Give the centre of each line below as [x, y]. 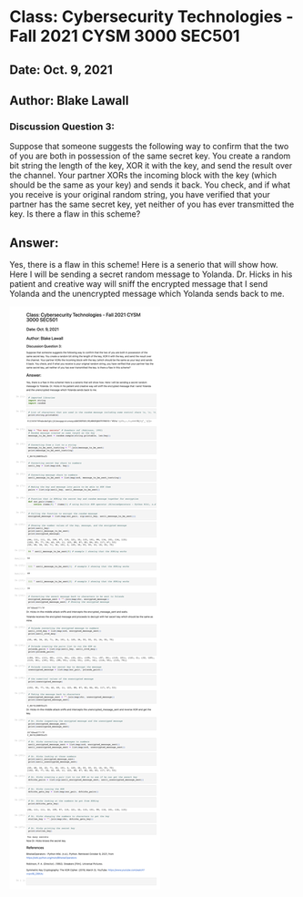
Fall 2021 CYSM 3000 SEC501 [125, 36]
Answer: [34, 243]
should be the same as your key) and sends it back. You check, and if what [150, 185]
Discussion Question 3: [62, 127]
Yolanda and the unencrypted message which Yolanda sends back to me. [147, 294]
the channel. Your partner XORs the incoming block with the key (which [143, 176]
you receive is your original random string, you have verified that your [140, 195]
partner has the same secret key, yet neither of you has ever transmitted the [152, 204]
